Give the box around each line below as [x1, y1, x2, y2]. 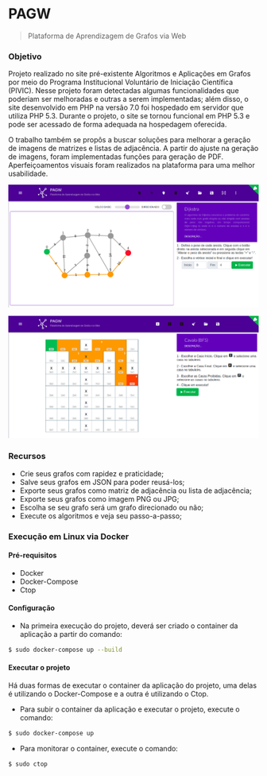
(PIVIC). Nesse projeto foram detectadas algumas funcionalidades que [8, 86, 240, 95]
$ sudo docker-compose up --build [8, 646, 123, 654]
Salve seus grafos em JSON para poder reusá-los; [19, 477, 185, 487]
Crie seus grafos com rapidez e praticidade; [19, 468, 164, 478]
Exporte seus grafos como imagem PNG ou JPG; [19, 494, 180, 503]
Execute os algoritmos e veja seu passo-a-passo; [19, 510, 183, 521]
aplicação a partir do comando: [19, 630, 123, 638]
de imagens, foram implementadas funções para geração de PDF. [8, 152, 224, 161]
